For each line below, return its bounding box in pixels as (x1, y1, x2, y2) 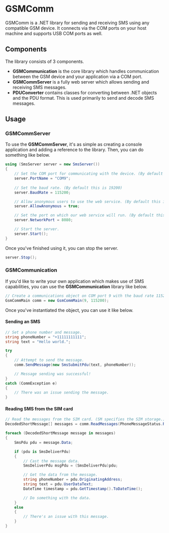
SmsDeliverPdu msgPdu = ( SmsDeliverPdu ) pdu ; (23, 463, 118, 469)
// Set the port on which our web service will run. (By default (14, 213, 154, 218)
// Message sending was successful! (14, 371, 92, 376)
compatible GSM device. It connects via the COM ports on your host (5, 25, 147, 31)
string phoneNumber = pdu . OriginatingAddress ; (23, 477, 123, 482)
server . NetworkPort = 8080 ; (14, 218, 73, 223)
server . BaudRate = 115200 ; (14, 190, 71, 195)
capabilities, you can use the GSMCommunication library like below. (5, 283, 147, 290)
